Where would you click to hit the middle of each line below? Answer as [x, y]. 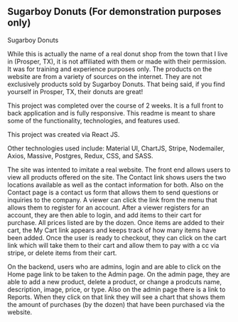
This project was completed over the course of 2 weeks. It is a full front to [115, 105]
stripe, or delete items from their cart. [62, 253]
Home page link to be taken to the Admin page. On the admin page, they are [119, 274]
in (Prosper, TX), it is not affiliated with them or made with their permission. [117, 61]
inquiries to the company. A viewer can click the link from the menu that [113, 199]
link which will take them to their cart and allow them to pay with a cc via [113, 245]
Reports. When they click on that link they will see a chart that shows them [116, 297]
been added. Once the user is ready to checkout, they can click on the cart [117, 237]
